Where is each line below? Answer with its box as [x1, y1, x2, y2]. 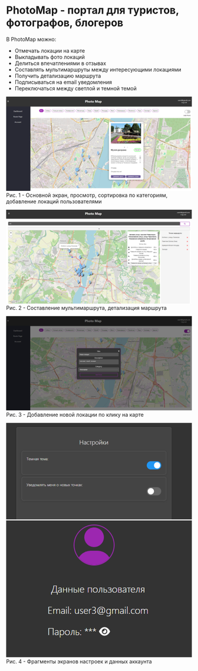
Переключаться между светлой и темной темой [14, 85, 137, 92]
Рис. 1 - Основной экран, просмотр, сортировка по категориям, [6, 192, 168, 199]
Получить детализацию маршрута [14, 72, 101, 79]
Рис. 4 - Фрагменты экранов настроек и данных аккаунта [6, 658, 152, 665]
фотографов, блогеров [6, 16, 124, 30]
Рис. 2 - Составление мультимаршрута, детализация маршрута [6, 304, 167, 311]
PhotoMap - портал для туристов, [6, 4, 179, 17]
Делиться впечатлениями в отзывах [14, 60, 107, 67]
